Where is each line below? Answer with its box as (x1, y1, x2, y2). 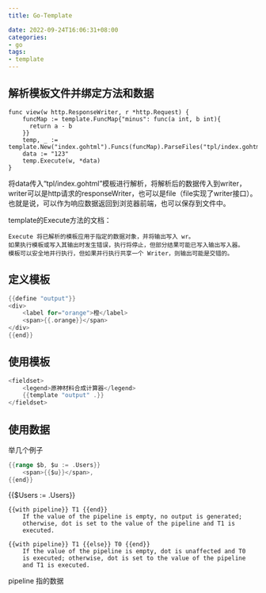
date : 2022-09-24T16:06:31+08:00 (8, 25, 119, 34)
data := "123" (22, 150, 69, 158)
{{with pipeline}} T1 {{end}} (8, 505, 108, 514)
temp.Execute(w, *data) (22, 156, 101, 165)
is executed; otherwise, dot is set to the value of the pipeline (22, 554, 246, 562)
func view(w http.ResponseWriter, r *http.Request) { (8, 108, 190, 116)
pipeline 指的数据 (8, 576, 64, 585)
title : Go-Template (8, 11, 73, 20)
